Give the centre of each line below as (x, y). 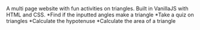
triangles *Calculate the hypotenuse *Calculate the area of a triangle (91, 21)
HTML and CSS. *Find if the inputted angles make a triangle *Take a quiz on (100, 15)
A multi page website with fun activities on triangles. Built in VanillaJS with (97, 9)
